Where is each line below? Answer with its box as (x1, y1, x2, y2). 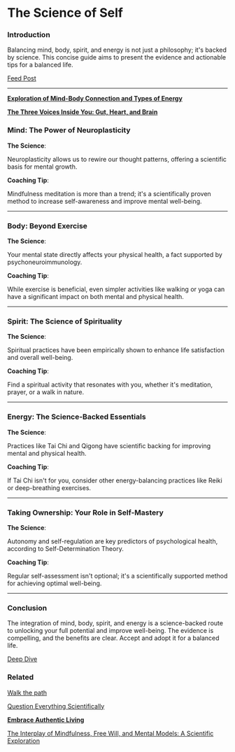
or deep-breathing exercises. (7, 483, 92, 492)
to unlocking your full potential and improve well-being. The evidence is (7, 627, 214, 635)
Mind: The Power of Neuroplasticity (7, 125, 131, 135)
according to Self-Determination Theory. (7, 544, 124, 552)
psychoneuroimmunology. (7, 258, 83, 267)
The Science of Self (7, 5, 124, 21)
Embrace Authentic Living (7, 716, 85, 724)
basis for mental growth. (7, 162, 78, 171)
